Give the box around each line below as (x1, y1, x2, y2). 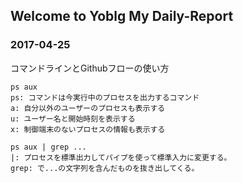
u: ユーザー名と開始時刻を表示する (10, 114, 136, 124)
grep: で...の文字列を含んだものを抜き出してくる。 (10, 163, 200, 173)
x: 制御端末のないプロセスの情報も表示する (10, 124, 166, 134)
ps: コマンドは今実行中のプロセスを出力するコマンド (10, 92, 200, 103)
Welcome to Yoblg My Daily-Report (10, 8, 234, 25)
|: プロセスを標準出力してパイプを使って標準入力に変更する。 (10, 152, 232, 163)
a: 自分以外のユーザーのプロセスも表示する (10, 103, 166, 113)
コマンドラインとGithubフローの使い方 (10, 62, 170, 74)
